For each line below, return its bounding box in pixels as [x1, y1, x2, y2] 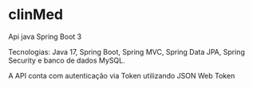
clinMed [8, 6, 64, 24]
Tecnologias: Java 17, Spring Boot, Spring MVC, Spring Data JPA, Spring [8, 47, 245, 56]
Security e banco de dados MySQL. [8, 55, 125, 65]
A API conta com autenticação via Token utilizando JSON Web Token [8, 71, 235, 80]
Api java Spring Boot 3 [8, 32, 82, 41]
